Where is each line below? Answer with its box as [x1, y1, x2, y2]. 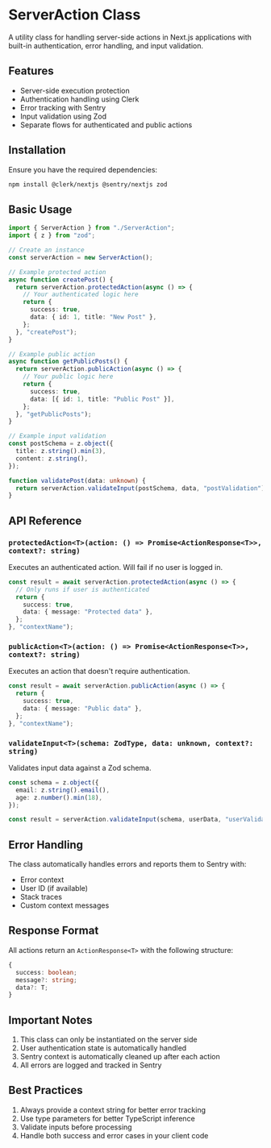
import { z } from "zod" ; [8, 231, 95, 239]
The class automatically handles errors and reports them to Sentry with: [8, 859, 247, 869]
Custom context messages [19, 901, 110, 910]
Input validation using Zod [19, 111, 107, 121]
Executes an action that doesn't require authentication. [8, 667, 191, 676]
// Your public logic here [23, 372, 114, 381]
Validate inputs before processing [19, 1122, 132, 1132]
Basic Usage [8, 202, 73, 216]
